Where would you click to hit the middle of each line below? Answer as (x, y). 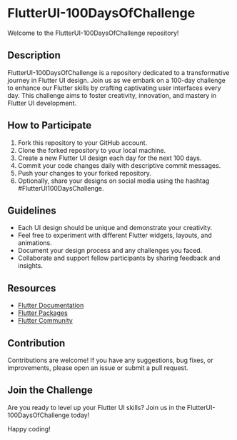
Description (34, 55)
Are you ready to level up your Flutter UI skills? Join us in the (96, 407)
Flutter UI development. (42, 103)
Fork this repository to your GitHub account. (82, 142)
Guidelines (32, 210)
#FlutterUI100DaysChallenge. (61, 188)
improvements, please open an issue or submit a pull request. (98, 368)
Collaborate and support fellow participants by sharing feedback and (119, 258)
